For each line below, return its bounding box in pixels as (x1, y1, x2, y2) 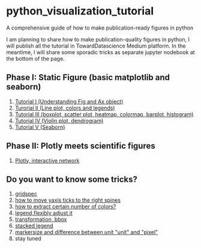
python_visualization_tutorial (6, 4, 154, 18)
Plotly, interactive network (14, 157, 80, 164)
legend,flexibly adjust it (14, 209, 73, 217)
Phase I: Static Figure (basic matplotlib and (6, 72, 170, 82)
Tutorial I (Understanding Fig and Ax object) (14, 98, 124, 105)
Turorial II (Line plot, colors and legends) (14, 104, 115, 111)
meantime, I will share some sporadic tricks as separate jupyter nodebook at (6, 48, 195, 55)
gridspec (14, 190, 37, 197)
